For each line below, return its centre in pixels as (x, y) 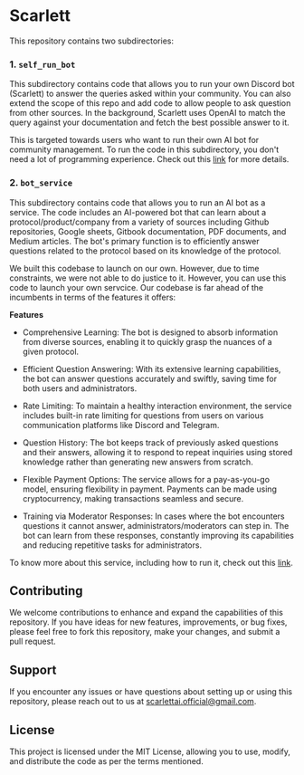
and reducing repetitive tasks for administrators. (112, 545)
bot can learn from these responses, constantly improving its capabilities (158, 535)
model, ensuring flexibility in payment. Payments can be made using (150, 489)
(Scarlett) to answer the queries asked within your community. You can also (150, 94)
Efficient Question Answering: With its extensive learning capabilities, (152, 368)
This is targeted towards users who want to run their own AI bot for (134, 140)
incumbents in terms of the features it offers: (93, 297)
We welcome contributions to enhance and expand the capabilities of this (146, 613)
